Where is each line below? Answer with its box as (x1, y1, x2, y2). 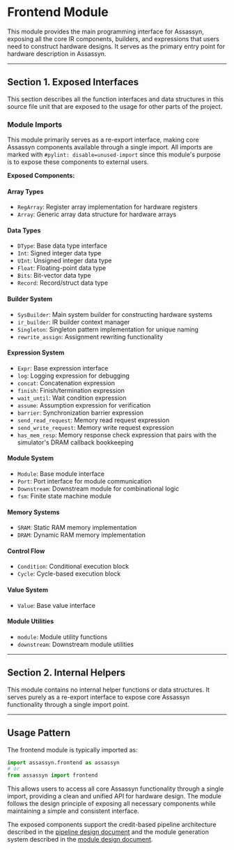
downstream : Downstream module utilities (17, 640, 134, 648)
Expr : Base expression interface (17, 364, 109, 372)
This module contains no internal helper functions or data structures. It (7, 685, 210, 694)
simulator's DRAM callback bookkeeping (17, 438, 134, 447)
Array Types (7, 187, 44, 195)
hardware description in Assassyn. (7, 50, 107, 58)
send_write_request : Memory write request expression (17, 423, 174, 431)
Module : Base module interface (17, 470, 104, 478)
